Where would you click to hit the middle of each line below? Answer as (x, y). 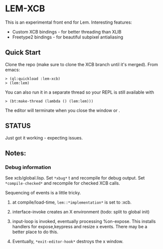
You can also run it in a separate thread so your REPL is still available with (80, 92)
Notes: (16, 153)
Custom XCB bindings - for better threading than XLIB (67, 32)
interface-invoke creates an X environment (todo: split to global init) (81, 212)
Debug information (28, 167)
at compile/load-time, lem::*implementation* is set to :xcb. (72, 202)
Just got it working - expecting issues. (44, 138)
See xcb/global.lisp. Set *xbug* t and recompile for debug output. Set (75, 178)
